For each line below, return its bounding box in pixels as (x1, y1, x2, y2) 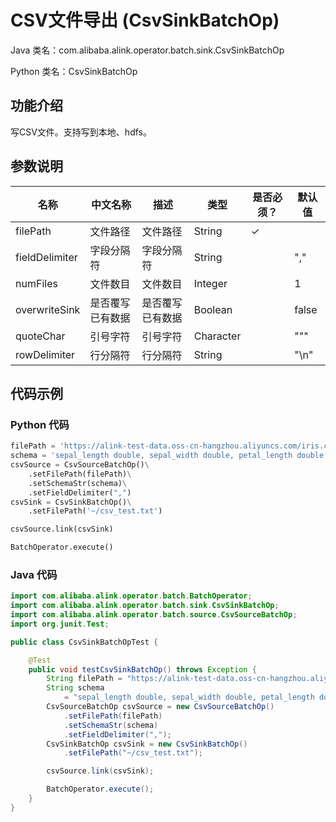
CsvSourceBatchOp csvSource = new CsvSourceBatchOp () (46, 702, 275, 712)
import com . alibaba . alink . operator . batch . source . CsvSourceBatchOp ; (10, 610, 298, 620)
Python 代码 (10, 417, 70, 431)
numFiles (15, 276, 58, 290)
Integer (193, 276, 228, 290)
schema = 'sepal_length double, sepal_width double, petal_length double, (10, 451, 329, 461)
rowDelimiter (15, 347, 76, 361)
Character (193, 329, 242, 343)
